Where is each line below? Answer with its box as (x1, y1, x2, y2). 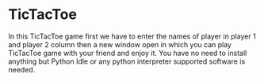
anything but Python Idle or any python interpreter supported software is (8, 57, 246, 66)
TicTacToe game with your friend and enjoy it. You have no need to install (8, 48, 247, 57)
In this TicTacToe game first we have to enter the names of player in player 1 (8, 31, 256, 41)
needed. (8, 64, 36, 74)
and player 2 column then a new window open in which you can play (8, 39, 232, 49)
